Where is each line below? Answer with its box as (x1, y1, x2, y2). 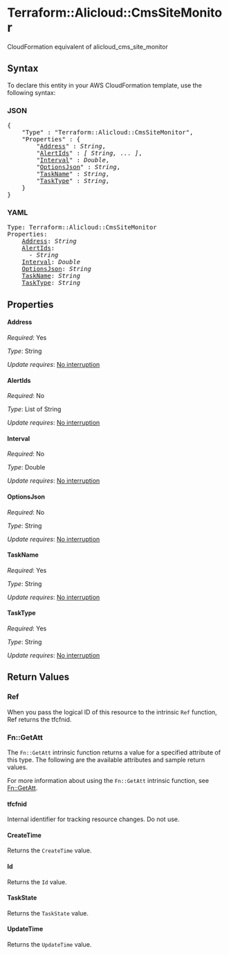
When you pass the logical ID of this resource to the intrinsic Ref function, (7, 707, 217, 716)
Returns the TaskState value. (7, 909, 89, 917)
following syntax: (7, 88, 56, 96)
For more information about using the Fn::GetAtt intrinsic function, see (7, 776, 210, 784)
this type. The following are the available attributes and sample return (7, 755, 205, 764)
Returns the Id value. (7, 877, 67, 886)
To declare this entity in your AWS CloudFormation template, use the (7, 81, 202, 89)
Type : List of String (7, 405, 62, 413)
